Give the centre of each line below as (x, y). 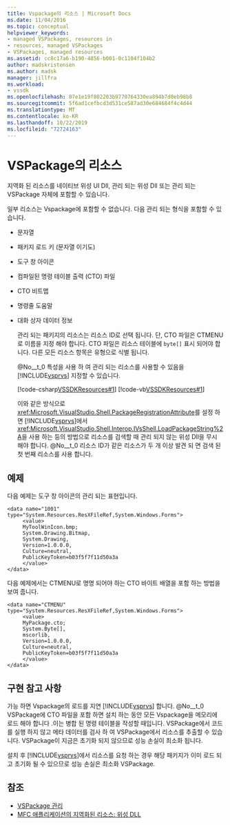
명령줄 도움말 (35, 306)
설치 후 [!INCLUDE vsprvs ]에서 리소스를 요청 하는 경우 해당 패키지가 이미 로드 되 (115, 755)
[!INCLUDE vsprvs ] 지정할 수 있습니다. (69, 376)
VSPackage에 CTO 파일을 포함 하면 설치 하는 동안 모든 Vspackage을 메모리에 (113, 715)
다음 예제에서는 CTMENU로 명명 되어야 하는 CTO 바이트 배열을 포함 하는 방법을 (114, 583)
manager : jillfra (32, 78)
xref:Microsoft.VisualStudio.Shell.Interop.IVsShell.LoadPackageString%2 (120, 429)
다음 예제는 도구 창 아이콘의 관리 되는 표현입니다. (72, 496)
